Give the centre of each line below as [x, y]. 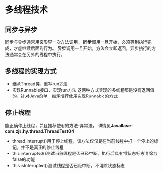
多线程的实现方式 [31, 71]
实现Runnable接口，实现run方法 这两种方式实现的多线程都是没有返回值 [83, 90]
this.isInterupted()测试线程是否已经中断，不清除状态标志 [69, 165]
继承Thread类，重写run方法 [40, 84]
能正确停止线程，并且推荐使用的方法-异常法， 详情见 [58, 125]
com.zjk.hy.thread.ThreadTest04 [40, 131]
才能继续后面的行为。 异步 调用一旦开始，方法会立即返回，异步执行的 [82, 48]
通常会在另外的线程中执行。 [37, 54]
